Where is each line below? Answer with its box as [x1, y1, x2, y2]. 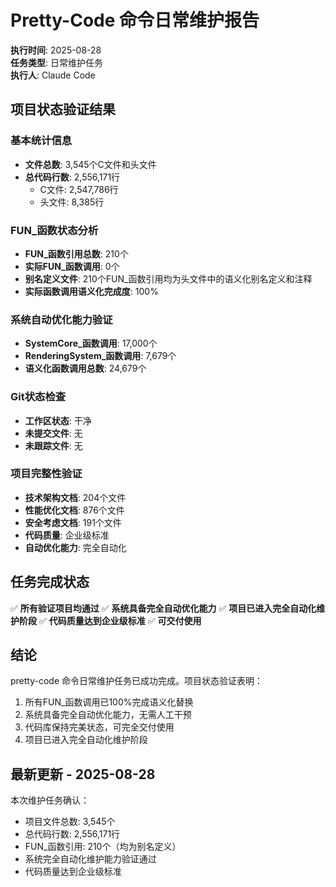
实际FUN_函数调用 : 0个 [24, 260, 120, 272]
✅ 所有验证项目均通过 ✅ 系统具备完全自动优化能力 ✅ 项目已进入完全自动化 [10, 602, 317, 614]
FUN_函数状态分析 [10, 223, 99, 237]
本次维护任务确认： [10, 794, 90, 806]
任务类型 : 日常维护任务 [10, 56, 103, 68]
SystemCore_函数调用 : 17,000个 [24, 337, 158, 350]
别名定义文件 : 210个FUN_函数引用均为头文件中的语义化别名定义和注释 [24, 272, 313, 285]
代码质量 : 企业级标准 [24, 529, 110, 541]
